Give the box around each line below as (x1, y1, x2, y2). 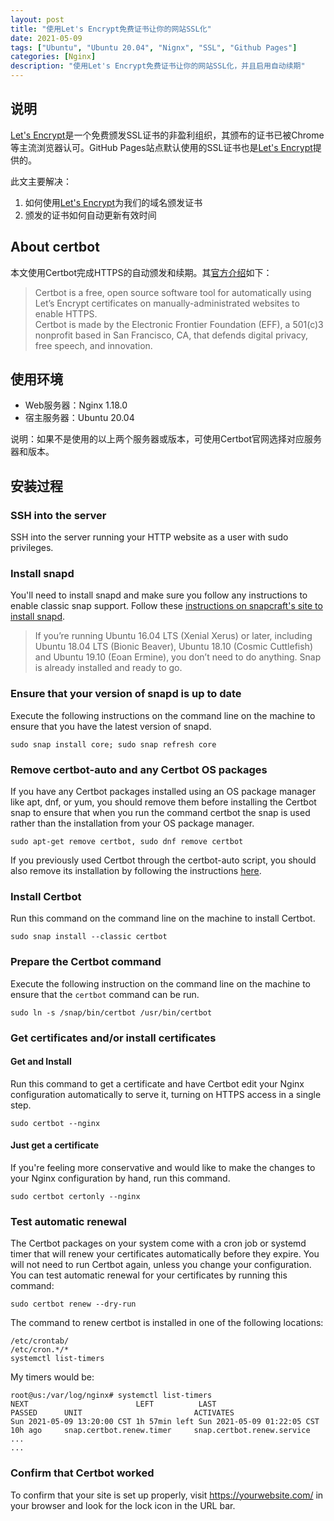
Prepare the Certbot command (10, 955, 162, 969)
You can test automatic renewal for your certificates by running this (10, 1269, 288, 1281)
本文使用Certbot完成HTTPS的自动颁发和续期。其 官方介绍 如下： (10, 266, 273, 278)
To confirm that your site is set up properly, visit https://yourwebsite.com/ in (10, 1489, 324, 1501)
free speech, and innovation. (34, 339, 153, 351)
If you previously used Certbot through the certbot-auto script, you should (10, 854, 317, 866)
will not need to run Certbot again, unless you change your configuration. (10, 1259, 312, 1271)
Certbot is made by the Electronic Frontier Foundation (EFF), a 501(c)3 (34, 318, 324, 330)
